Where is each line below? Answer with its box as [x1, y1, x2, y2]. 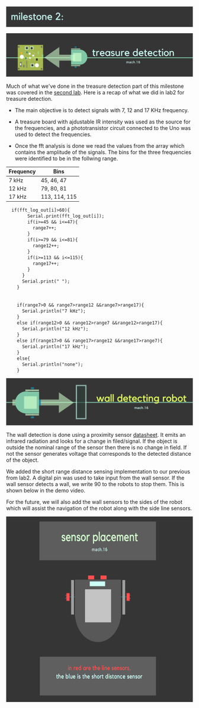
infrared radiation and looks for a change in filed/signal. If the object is [6, 437, 178, 445]
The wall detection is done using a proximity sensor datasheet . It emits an [6, 431, 186, 439]
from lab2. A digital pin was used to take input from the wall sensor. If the [6, 474, 185, 481]
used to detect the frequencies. [14, 131, 92, 138]
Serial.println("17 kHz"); [21, 344, 89, 350]
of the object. [6, 456, 39, 463]
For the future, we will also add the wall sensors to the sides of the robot [6, 499, 182, 506]
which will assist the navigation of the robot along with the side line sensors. [6, 505, 192, 512]
